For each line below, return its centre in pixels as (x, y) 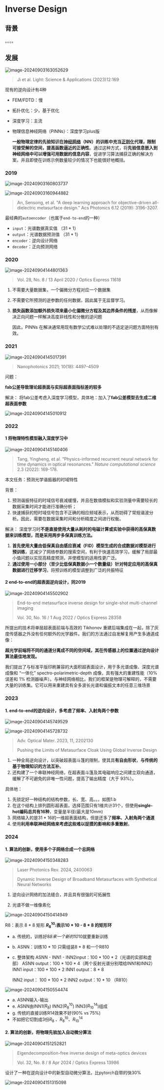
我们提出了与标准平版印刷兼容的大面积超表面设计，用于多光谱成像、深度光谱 (82, 667)
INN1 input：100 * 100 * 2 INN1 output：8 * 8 (58, 969)
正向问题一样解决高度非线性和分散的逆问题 (59, 317)
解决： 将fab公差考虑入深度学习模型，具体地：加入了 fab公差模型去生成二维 (81, 397)
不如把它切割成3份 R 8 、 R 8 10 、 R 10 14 (47, 1019)
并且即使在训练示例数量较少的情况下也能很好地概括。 (74, 160)
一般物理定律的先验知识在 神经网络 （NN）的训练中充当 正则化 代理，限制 (84, 142)
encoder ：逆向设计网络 (35, 240)
